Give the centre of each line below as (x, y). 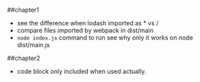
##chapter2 (24, 58)
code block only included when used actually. (82, 71)
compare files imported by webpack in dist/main (85, 30)
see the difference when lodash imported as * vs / (88, 23)
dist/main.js (33, 45)
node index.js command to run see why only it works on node (105, 38)
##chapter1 (23, 10)
